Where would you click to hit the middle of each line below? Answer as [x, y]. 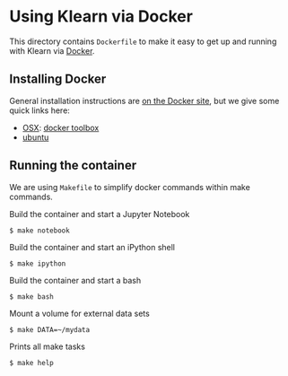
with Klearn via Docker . [52, 50]
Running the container [73, 166]
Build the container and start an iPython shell [92, 247]
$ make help [31, 363]
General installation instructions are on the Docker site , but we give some [144, 101]
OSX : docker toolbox [61, 127]
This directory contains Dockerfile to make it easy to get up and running [143, 41]
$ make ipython [38, 263]
